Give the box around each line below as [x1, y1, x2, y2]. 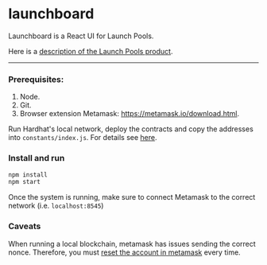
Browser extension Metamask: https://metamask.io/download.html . [19, 109, 240, 119]
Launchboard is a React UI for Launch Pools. [8, 31, 154, 41]
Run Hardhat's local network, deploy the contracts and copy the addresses [8, 124, 254, 134]
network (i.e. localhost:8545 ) [8, 201, 104, 211]
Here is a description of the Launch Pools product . [8, 46, 173, 56]
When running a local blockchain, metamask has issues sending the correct [8, 239, 256, 248]
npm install [8, 170, 48, 179]
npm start [8, 178, 41, 186]
